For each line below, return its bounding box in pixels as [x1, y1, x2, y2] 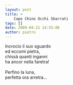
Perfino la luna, [5, 69, 36, 75]
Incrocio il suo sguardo [5, 43, 51, 49]
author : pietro [5, 30, 36, 35]
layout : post [5, 7, 32, 12]
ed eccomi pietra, [5, 48, 40, 54]
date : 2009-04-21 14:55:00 [5, 25, 60, 30]
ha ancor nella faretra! [5, 59, 50, 64]
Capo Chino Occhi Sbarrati [14, 16, 69, 21]
